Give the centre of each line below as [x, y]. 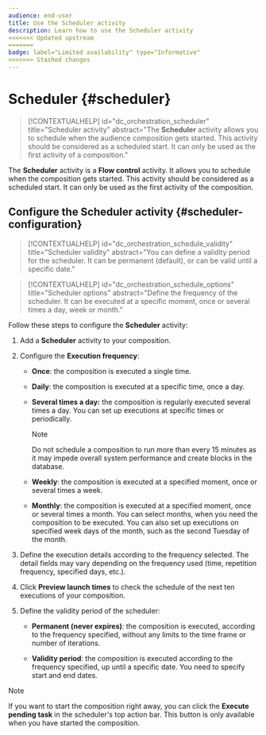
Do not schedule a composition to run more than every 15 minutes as [144, 449]
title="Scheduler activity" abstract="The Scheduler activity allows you [143, 129]
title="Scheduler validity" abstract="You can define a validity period [139, 252]
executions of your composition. [72, 595]
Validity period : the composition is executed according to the [132, 658]
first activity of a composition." [78, 155]
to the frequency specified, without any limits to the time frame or [139, 634]
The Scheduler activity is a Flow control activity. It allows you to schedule [129, 170]
